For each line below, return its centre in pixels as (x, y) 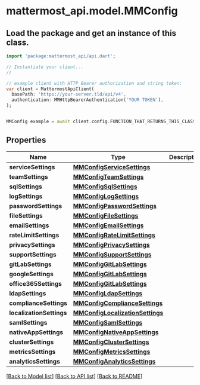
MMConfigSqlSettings (105, 187)
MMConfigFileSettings (106, 215)
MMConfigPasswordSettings (115, 206)
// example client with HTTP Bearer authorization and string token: (94, 83)
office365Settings (36, 283)
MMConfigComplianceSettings (118, 303)
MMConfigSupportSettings (112, 254)
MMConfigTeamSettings (108, 176)
